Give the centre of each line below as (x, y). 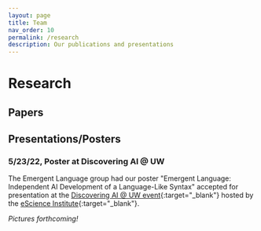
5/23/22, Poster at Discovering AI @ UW (86, 162)
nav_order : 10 (31, 30)
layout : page (29, 15)
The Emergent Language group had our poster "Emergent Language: (120, 178)
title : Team (28, 23)
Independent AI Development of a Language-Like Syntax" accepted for (123, 187)
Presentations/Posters (65, 139)
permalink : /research (44, 37)
